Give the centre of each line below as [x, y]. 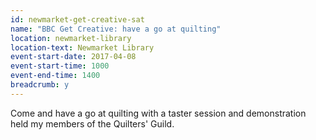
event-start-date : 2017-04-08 [73, 57]
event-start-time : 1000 [60, 66]
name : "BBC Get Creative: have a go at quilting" [116, 29]
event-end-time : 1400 [55, 76]
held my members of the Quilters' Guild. [92, 123]
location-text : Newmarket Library [82, 47]
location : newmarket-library [71, 38]
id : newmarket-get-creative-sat [77, 19]
